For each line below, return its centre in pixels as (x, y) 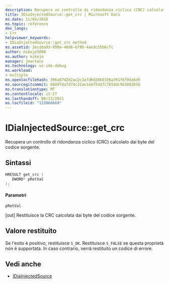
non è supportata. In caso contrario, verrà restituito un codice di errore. (79, 248)
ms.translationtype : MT (30, 89)
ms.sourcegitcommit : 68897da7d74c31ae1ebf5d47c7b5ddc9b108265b (73, 84)
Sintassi (18, 163)
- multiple (17, 75)
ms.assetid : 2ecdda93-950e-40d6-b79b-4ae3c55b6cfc (59, 47)
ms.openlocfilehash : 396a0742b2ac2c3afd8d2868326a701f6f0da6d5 (73, 80)
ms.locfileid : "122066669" (33, 103)
